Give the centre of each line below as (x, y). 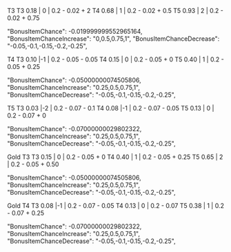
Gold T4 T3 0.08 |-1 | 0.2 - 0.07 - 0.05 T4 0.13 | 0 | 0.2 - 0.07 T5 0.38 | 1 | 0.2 (115, 206)
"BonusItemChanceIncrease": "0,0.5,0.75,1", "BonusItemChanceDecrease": (113, 39)
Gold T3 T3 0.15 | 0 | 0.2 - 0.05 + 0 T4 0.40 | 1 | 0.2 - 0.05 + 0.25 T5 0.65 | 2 (115, 157)
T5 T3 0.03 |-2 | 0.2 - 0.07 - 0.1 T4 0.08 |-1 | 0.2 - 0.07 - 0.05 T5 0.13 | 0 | (111, 108)
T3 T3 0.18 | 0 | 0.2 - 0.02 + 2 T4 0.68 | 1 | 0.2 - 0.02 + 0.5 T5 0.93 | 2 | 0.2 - (115, 11)
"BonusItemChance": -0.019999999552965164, (75, 31)
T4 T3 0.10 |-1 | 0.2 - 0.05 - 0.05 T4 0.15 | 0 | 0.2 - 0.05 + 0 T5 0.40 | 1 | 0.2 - (115, 59)
